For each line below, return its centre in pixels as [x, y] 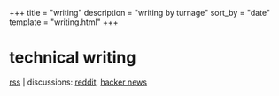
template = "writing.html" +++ [64, 22]
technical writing [73, 58]
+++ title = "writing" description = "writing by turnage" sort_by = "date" [140, 13]
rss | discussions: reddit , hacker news [78, 82]
